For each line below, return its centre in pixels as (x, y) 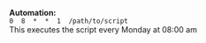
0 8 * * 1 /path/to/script (69, 21)
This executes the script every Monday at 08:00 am (103, 29)
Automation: (33, 13)
